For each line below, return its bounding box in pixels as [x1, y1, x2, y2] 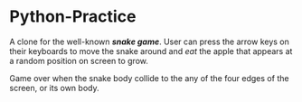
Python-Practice [9, 6, 137, 27]
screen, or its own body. [9, 82, 99, 93]
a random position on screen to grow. [9, 55, 149, 66]
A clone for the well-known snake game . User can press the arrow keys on [9, 36, 289, 47]
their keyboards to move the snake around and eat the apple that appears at [9, 45, 293, 56]
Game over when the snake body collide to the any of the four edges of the [9, 72, 289, 83]
